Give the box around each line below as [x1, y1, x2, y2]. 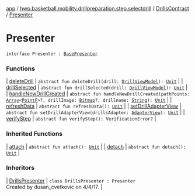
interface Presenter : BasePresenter [6, 51, 98, 57]
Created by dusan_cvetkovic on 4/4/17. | [6, 183, 103, 190]
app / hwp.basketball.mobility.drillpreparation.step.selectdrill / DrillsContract [6, 5, 190, 12]
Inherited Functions [6, 130, 63, 138]
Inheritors [6, 164, 35, 172]
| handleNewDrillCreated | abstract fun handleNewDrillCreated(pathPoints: [6, 90, 190, 97]
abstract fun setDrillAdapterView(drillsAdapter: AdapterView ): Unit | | [6, 109, 185, 116]
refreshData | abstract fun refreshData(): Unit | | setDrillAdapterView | [6, 102, 182, 110]
